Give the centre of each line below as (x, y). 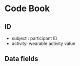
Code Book (27, 9)
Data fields (21, 59)
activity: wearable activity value (43, 44)
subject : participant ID (34, 38)
